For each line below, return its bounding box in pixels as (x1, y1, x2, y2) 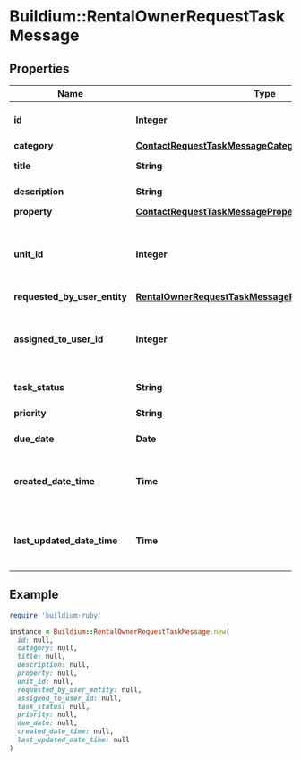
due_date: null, (17, 719, 78, 728)
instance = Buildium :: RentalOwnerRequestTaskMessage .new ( (9, 627, 230, 636)
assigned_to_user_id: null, (17, 694, 123, 703)
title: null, (17, 652, 66, 662)
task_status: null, (17, 702, 90, 711)
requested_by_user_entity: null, (17, 685, 142, 695)
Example (9, 587, 59, 602)
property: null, (17, 669, 78, 678)
